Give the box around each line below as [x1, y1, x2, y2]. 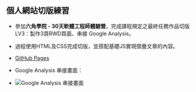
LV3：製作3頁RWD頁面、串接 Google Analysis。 [14, 30, 135, 37]
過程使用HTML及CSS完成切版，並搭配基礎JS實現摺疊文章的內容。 [14, 42, 179, 49]
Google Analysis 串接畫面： [14, 66, 83, 74]
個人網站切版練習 [6, 5, 70, 16]
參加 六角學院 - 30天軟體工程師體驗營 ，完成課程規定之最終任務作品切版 [14, 23, 190, 30]
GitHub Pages [14, 54, 50, 61]
